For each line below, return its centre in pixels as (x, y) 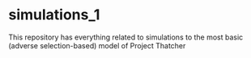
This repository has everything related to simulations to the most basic (126, 37)
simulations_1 (54, 15)
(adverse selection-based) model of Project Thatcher (97, 45)
